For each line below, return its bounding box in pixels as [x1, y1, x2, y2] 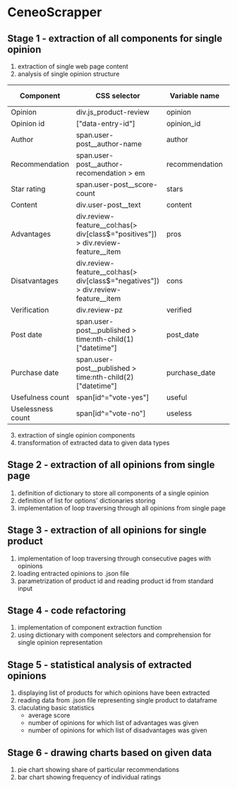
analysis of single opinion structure [17, 70, 120, 78]
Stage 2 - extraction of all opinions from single [7, 459, 215, 471]
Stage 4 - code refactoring [7, 605, 126, 617]
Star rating [11, 184, 46, 194]
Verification [11, 305, 49, 314]
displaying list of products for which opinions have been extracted [17, 688, 210, 697]
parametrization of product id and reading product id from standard [17, 577, 214, 585]
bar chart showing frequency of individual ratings [17, 773, 162, 782]
